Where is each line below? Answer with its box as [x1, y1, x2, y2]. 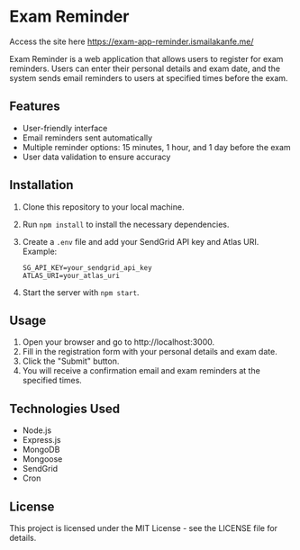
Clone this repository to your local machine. [22, 201, 185, 212]
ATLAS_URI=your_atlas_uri [22, 271, 120, 280]
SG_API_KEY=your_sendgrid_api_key [22, 263, 152, 272]
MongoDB [22, 444, 60, 455]
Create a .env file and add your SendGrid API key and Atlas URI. [22, 236, 259, 247]
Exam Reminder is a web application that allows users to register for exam [9, 53, 284, 64]
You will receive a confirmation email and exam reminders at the [22, 365, 261, 376]
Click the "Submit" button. [22, 356, 120, 366]
